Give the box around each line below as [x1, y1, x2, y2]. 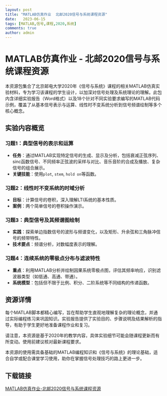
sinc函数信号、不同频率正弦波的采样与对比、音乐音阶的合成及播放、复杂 [12, 158, 161, 164]
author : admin [5, 30, 35, 35]
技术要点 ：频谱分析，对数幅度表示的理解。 [12, 241, 100, 247]
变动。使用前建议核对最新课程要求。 [9, 339, 83, 345]
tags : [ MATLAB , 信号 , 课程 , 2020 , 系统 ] [5, 21, 77, 26]
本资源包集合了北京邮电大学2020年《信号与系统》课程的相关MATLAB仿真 [5, 83, 156, 89]
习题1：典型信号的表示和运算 [5, 140, 74, 147]
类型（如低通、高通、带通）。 [21, 273, 81, 279]
